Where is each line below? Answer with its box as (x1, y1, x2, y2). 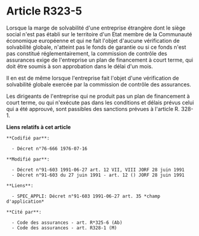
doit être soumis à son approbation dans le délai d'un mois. (6, 62, 153, 70)
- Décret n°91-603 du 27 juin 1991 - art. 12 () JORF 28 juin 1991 (11, 172, 185, 178)
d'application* (6, 198, 45, 205)
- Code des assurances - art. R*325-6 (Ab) (11, 219, 122, 226)
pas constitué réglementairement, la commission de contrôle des (6, 49, 168, 57)
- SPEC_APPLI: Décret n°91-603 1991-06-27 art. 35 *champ (11, 193, 161, 199)
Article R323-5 (6, 4, 83, 18)
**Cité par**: (6, 209, 42, 215)
